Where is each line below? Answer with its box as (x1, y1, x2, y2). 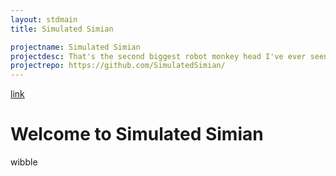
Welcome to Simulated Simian (10, 123, 264, 146)
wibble (10, 156, 38, 168)
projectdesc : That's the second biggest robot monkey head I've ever (10, 51, 307, 61)
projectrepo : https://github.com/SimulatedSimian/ (10, 61, 226, 71)
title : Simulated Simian (10, 24, 114, 34)
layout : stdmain (10, 14, 78, 25)
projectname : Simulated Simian (10, 42, 141, 52)
